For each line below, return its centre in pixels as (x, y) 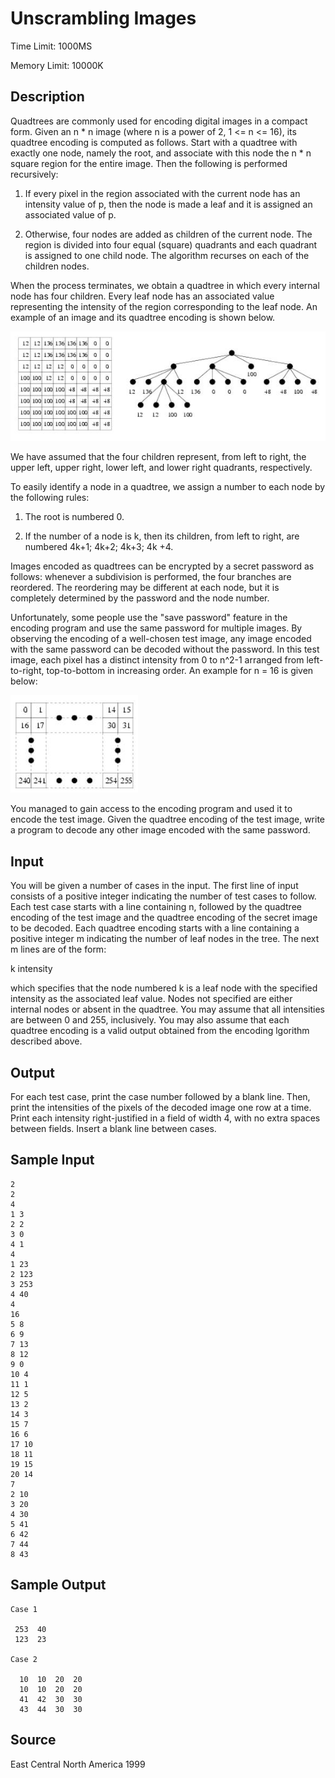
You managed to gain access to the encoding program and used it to (151, 809)
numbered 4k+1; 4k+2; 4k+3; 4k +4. (99, 547)
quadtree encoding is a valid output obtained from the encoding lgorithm (160, 1031)
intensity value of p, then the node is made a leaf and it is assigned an (168, 204)
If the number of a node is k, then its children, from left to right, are (162, 536)
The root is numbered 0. (74, 517)
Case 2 (24, 1659)
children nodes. (57, 266)
